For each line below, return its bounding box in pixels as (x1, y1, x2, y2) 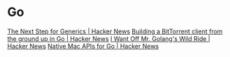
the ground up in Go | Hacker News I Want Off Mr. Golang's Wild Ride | (7, 34, 211, 42)
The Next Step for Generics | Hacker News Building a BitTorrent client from (7, 27, 223, 35)
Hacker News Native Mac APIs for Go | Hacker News (7, 42, 159, 50)
